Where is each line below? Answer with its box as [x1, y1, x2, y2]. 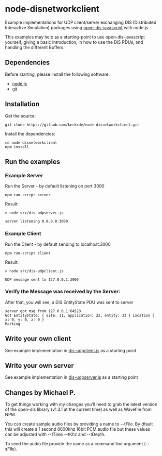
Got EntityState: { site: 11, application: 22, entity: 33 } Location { [5, 313, 155, 318]
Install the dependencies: [5, 131, 56, 136]
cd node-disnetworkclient [5, 140, 57, 145]
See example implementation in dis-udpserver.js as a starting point [5, 374, 138, 380]
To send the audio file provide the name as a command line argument [5, 441, 143, 447]
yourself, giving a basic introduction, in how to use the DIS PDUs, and [5, 39, 144, 45]
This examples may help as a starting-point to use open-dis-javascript [5, 34, 145, 40]
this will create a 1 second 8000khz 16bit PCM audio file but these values [5, 426, 150, 432]
